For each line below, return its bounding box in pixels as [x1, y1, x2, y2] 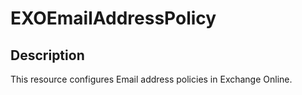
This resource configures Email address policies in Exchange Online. [10, 73, 293, 85]
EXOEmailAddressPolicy [10, 7, 217, 30]
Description [10, 47, 85, 64]
